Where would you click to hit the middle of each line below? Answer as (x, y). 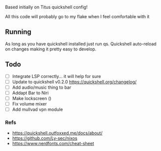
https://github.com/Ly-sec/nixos (45, 138)
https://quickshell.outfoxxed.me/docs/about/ (57, 133)
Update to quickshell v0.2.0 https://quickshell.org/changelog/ (74, 82)
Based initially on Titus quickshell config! (46, 7)
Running (18, 32)
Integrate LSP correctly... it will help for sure (56, 76)
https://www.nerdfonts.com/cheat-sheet (53, 144)
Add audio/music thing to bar (41, 87)
